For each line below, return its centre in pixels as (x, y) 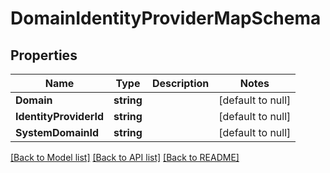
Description (180, 83)
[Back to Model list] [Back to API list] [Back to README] (125, 157)
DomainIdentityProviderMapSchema (166, 18)
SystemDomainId (57, 132)
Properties (44, 55)
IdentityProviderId (60, 116)
